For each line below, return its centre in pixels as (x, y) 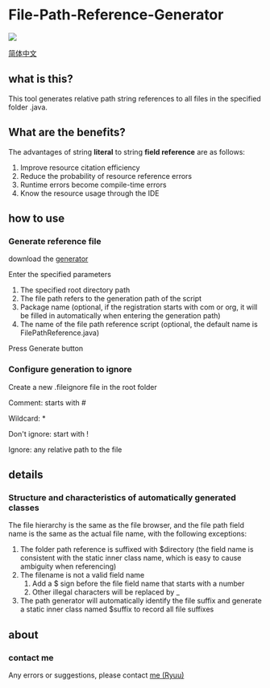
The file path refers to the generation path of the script (111, 299)
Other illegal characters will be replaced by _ (106, 592)
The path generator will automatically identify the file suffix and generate (141, 601)
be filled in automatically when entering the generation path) (120, 316)
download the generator (48, 259)
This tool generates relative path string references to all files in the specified (135, 98)
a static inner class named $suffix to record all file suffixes (117, 609)
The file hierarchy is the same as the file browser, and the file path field (126, 525)
